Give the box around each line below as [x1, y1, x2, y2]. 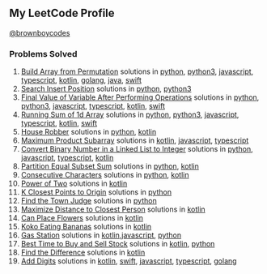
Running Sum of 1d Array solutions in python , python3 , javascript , [20, 109, 239, 120]
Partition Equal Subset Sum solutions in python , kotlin [20, 161, 199, 171]
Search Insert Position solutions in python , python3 [20, 84, 192, 94]
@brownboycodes [9, 28, 70, 37]
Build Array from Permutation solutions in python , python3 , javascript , [20, 66, 254, 76]
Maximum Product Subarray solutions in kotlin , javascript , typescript [20, 135, 249, 145]
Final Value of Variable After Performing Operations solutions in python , [20, 92, 260, 102]
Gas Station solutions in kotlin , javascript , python [20, 230, 181, 240]
